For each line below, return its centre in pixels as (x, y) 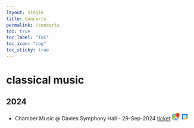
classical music (45, 80)
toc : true (18, 31)
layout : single (25, 12)
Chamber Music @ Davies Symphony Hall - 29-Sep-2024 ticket (93, 118)
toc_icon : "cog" (26, 44)
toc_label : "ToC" (28, 38)
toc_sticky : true (28, 50)
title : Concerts (26, 19)
